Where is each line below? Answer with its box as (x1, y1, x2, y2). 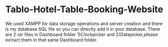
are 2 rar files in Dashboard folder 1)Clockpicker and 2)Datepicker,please (5, 31, 158, 37)
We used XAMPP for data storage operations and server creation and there (5, 20, 163, 27)
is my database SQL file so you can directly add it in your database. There (5, 26, 160, 32)
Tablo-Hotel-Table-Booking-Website (5, 4, 163, 15)
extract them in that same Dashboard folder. (5, 37, 98, 43)
